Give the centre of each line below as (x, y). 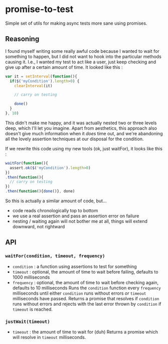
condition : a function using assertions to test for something (74, 266)
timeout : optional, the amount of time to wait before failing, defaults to (85, 272)
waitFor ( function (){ (27, 163)
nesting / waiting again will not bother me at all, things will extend (80, 221)
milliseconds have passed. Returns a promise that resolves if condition (86, 298)
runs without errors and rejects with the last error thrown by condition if (87, 304)
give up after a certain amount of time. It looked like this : (64, 67)
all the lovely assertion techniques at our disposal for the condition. (74, 139)
